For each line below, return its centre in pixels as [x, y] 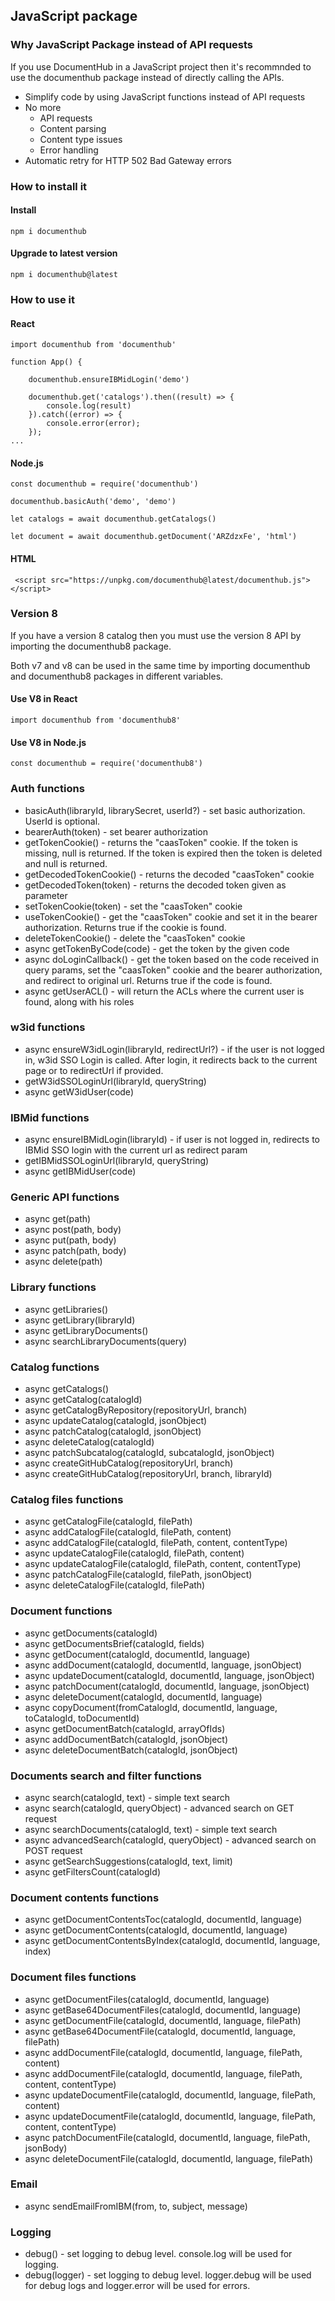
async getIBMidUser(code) [80, 1171]
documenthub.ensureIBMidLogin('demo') [109, 380]
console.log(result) [89, 406]
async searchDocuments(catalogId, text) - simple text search [151, 1829]
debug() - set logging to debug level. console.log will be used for [158, 2254]
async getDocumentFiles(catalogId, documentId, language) [147, 1999]
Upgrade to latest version [64, 253]
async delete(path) [63, 1261]
